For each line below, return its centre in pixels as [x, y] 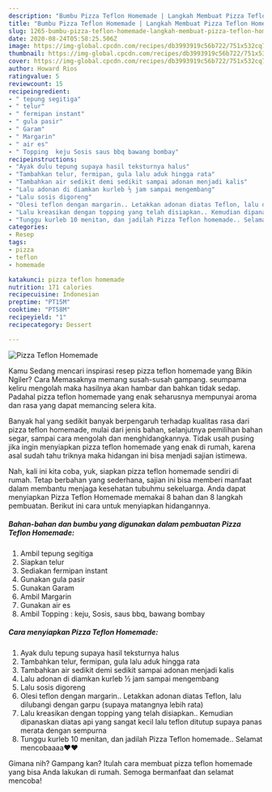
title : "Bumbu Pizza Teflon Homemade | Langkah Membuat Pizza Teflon [128, 24]
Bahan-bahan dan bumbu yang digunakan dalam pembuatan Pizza [125, 524]
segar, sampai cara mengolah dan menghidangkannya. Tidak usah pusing [132, 438]
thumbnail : [27, 54]
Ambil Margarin [46, 596]
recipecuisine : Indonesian [54, 295]
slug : [17, 31]
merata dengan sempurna [63, 730]
